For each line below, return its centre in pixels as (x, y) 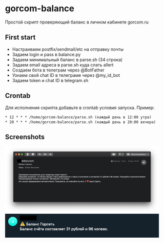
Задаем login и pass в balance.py (46, 54)
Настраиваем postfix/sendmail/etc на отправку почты (68, 49)
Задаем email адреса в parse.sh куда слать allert (63, 65)
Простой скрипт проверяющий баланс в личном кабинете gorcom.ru (77, 22)
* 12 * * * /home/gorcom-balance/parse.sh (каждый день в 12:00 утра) (78, 117)
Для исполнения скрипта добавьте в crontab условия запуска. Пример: (80, 108)
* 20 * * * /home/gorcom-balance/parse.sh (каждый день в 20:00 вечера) (81, 122)
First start (20, 37)
